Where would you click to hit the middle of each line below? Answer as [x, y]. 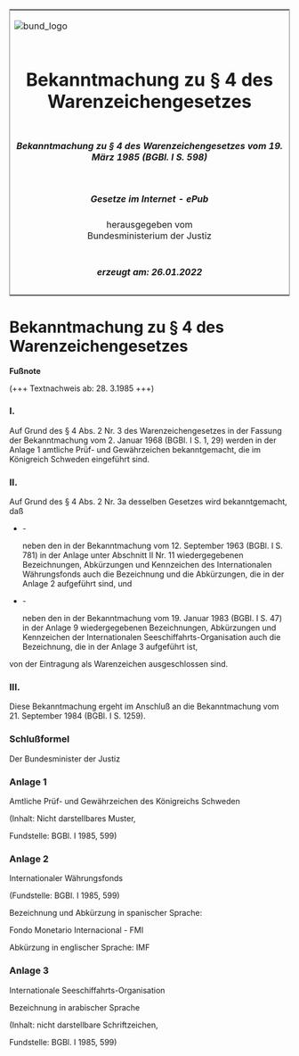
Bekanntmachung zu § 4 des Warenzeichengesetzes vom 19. [149, 146]
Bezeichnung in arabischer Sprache [75, 1007]
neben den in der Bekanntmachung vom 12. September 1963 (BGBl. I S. [152, 546]
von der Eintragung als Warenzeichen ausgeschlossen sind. [119, 664]
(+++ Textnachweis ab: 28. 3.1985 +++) [82, 388]
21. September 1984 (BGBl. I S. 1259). [77, 716]
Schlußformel [39, 739]
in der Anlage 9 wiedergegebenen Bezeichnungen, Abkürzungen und [149, 628]
